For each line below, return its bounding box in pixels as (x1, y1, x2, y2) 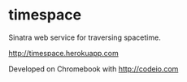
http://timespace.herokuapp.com (8, 48, 120, 58)
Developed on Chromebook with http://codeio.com (8, 63, 179, 74)
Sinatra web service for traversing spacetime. (8, 32, 161, 42)
